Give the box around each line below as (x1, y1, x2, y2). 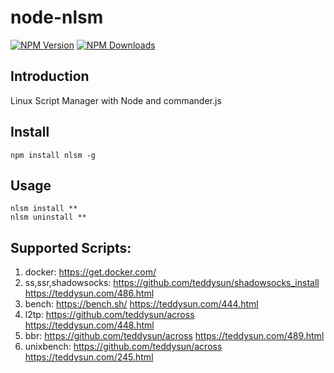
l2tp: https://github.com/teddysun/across (24, 309, 195, 321)
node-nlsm (10, 6, 104, 29)
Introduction (10, 68, 90, 85)
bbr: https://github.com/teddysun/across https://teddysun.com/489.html (24, 330, 325, 342)
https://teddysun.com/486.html (24, 287, 155, 300)
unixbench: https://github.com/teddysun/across (24, 341, 223, 353)
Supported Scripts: (10, 239, 132, 256)
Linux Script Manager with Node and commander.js (10, 94, 222, 106)
